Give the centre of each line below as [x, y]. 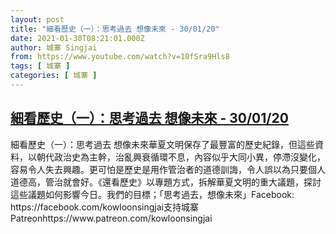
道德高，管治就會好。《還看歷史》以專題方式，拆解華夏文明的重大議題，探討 [166, 182]
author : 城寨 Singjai [54, 47]
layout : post [37, 19]
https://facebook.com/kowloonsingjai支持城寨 [104, 207]
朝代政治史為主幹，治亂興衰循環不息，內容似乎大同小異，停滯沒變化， [181, 157]
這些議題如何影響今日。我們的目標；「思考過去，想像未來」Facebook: [152, 194]
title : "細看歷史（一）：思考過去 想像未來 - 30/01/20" [115, 29]
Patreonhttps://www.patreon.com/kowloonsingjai [111, 218]
